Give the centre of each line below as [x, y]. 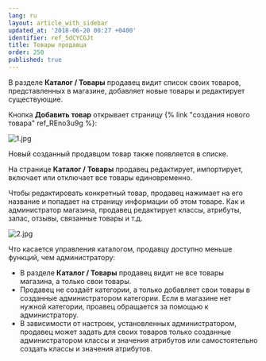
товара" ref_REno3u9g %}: [53, 123]
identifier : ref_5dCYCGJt [51, 38]
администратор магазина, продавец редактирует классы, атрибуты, [125, 209]
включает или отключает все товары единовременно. [100, 177]
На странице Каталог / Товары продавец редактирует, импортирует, [126, 169]
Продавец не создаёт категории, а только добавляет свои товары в [135, 290]
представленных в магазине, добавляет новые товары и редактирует [127, 90]
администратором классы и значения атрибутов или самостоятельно [139, 340]
